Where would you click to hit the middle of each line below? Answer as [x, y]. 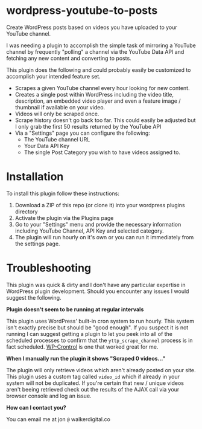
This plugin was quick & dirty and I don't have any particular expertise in [96, 285]
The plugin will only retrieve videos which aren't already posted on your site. [101, 370]
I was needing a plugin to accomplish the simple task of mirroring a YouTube [101, 45]
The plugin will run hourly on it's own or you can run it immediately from [104, 237]
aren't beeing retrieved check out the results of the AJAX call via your [93, 389]
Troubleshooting [49, 268]
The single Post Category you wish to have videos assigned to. [102, 152]
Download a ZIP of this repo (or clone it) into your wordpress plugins [100, 205]
